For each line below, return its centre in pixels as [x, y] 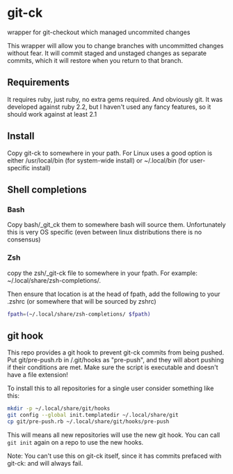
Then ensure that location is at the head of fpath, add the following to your [114, 294]
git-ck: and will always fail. [45, 463]
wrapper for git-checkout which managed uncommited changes [99, 32]
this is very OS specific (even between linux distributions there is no [105, 232]
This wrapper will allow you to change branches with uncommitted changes [115, 45]
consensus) [24, 239]
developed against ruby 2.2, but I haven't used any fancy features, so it [109, 107]
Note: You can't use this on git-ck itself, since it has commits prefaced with [114, 456]
